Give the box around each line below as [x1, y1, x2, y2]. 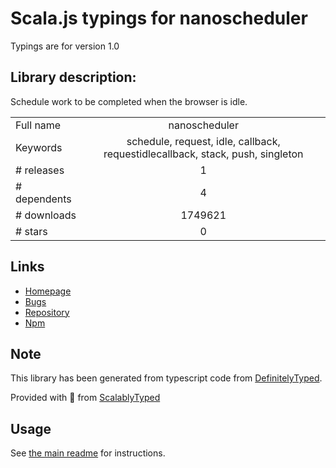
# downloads [15, 208, 77, 222]
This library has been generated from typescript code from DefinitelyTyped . [10, 372, 323, 384]
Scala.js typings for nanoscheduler [10, 7, 308, 30]
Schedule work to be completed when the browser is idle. [10, 95, 248, 107]
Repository [24, 306, 70, 318]
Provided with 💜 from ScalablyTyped [10, 392, 161, 404]
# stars [15, 224, 48, 238]
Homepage [24, 285, 72, 297]
